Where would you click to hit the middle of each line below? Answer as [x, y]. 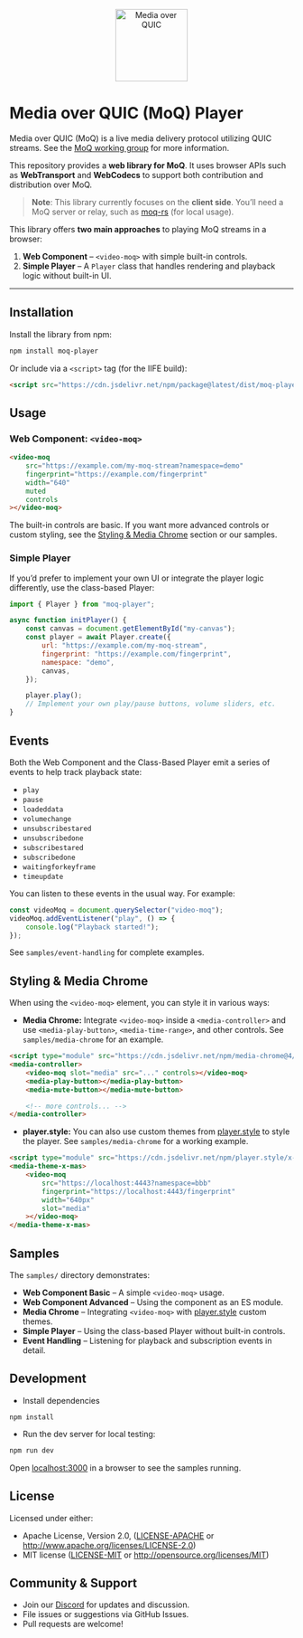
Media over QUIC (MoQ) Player [126, 114]
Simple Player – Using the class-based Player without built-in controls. [154, 1331]
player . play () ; [54, 696]
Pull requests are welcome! [73, 1624]
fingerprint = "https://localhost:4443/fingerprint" [139, 1191]
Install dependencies [61, 1400]
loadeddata [43, 810]
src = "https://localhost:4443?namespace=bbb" [127, 1183]
